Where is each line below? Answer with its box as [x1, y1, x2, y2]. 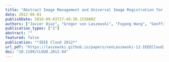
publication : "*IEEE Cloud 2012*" [5, 40, 78, 45]
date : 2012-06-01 [5, 12, 42, 17]
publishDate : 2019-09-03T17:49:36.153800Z [5, 16, 96, 21]
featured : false [5, 35, 39, 40]
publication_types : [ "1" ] [5, 26, 59, 31]
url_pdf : [5, 44, 24, 49]
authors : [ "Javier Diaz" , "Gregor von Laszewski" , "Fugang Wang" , [5, 21, 147, 26]
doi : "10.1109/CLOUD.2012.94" [5, 49, 69, 54]
